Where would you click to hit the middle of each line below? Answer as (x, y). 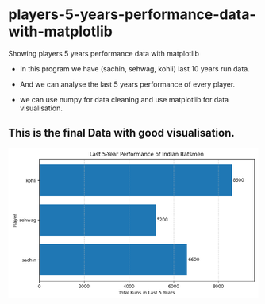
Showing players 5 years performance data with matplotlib (104, 53)
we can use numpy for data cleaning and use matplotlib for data (124, 99)
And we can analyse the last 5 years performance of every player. (127, 84)
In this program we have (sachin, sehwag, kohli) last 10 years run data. (134, 68)
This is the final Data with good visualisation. (122, 133)
